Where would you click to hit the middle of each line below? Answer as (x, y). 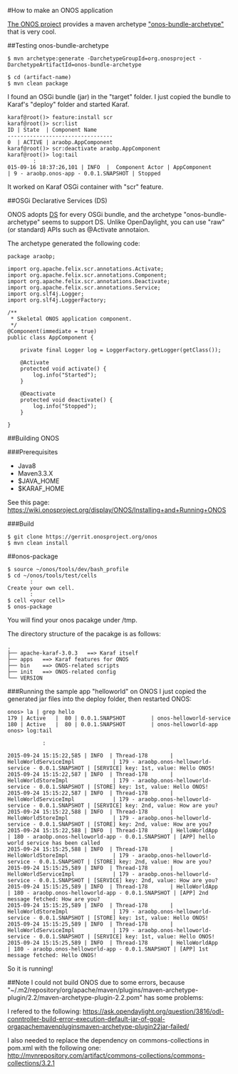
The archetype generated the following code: (74, 243)
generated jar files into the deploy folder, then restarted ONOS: (99, 699)
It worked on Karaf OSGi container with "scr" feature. (86, 187)
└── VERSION (25, 678)
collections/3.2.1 (31, 1063)
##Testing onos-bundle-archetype (58, 45)
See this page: (29, 502)
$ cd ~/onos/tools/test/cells (52, 576)
